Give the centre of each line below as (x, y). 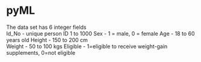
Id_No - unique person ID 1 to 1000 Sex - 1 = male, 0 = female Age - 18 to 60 (100, 33)
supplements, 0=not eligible (41, 52)
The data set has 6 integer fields (46, 27)
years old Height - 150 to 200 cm (47, 40)
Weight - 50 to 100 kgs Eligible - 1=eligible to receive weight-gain (87, 46)
